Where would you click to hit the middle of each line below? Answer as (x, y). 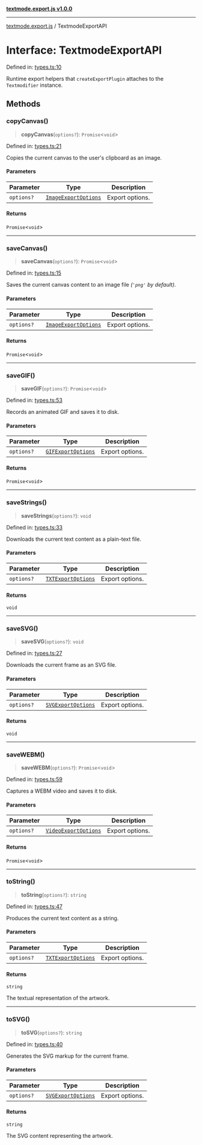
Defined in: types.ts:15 (34, 273)
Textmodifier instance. (35, 85)
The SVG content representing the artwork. (60, 1135)
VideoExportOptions (73, 831)
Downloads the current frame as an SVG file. (62, 665)
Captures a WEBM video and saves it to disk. (62, 791)
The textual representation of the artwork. (58, 998)
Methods (23, 104)
